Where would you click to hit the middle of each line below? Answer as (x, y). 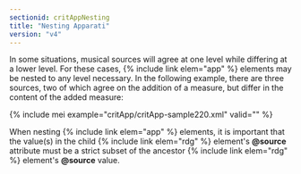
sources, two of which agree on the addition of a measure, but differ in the (146, 88)
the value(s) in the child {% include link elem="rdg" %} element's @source (148, 141)
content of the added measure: (66, 97)
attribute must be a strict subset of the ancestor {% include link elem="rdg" (149, 151)
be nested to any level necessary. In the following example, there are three (147, 79)
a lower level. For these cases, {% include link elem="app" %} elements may (151, 69)
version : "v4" (36, 34)
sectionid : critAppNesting (60, 17)
